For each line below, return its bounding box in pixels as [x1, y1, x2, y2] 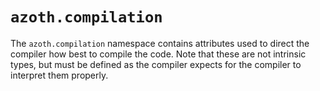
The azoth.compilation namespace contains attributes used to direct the [10, 37, 310, 49]
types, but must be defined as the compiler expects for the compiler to [10, 58, 302, 70]
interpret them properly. [10, 69, 109, 81]
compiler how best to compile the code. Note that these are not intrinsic [10, 48, 307, 60]
